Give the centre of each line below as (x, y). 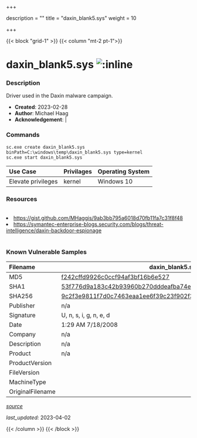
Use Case (23, 171)
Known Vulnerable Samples (46, 252)
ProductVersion (30, 363)
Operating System (124, 171)
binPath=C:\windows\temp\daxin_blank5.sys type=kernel (74, 152)
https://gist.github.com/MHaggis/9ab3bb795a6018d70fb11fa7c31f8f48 (98, 218)
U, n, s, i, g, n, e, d (86, 315)
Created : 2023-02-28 (41, 107)
